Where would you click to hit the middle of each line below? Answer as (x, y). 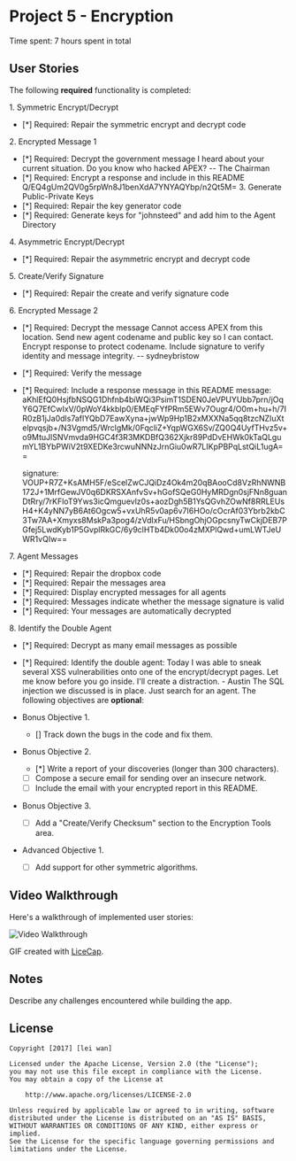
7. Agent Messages (44, 556)
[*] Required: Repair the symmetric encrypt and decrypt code (134, 124)
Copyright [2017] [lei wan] (61, 1049)
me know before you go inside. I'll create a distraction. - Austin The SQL (153, 681)
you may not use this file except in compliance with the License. (136, 1072)
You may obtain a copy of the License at (87, 1080)
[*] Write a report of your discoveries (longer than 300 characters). (157, 769)
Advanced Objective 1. (63, 850)
